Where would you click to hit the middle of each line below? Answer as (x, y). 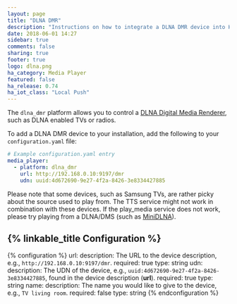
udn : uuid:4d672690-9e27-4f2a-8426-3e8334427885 (93, 181)
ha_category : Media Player (47, 73)
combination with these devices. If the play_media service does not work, (114, 209)
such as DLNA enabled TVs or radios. (62, 120)
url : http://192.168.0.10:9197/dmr (72, 174)
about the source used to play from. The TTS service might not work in (110, 201)
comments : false (31, 47)
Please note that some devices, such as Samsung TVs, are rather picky (110, 194)
